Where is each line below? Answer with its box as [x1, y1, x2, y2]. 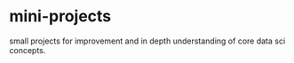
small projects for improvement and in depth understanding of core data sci [9, 35, 286, 46]
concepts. [9, 44, 46, 55]
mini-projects [9, 6, 112, 27]
